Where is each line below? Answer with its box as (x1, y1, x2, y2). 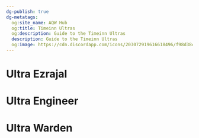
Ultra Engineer (6, 94, 79, 108)
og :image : (11, 42, 36, 48)
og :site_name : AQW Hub (11, 20, 68, 25)
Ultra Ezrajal (6, 68, 68, 81)
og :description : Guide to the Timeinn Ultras (11, 31, 126, 37)
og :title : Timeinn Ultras (11, 25, 76, 31)
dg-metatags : (6, 14, 38, 20)
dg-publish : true (6, 8, 49, 15)
